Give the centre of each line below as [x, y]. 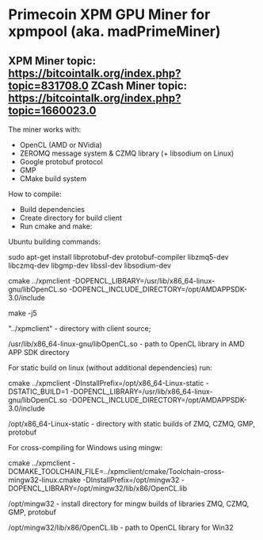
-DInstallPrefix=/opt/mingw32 [131, 480]
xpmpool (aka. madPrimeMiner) [114, 31]
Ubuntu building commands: [54, 241]
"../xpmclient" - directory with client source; [80, 328]
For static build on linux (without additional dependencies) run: [110, 368]
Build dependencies [52, 209]
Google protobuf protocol [61, 162]
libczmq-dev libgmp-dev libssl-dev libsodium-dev [90, 265]
